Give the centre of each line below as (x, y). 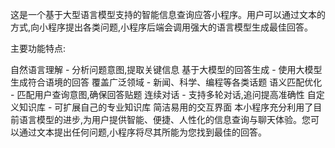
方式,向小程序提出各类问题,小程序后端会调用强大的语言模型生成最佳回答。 (162, 27)
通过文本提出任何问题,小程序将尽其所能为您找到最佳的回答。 (143, 132)
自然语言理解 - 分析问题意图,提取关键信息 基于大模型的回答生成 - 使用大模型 (166, 69)
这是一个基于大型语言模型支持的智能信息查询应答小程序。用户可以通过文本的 (168, 14)
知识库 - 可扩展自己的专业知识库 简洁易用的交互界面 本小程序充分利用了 (166, 107)
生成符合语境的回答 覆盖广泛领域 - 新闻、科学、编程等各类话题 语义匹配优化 (166, 82)
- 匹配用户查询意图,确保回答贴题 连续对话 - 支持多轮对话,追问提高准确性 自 (163, 94)
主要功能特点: (38, 48)
